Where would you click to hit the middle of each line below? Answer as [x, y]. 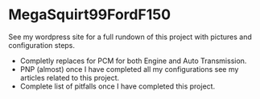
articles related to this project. [70, 77]
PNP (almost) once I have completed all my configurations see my [129, 69]
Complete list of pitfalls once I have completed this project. [118, 86]
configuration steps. [41, 45]
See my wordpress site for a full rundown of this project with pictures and [130, 37]
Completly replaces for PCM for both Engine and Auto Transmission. [133, 61]
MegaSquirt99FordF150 [90, 15]
